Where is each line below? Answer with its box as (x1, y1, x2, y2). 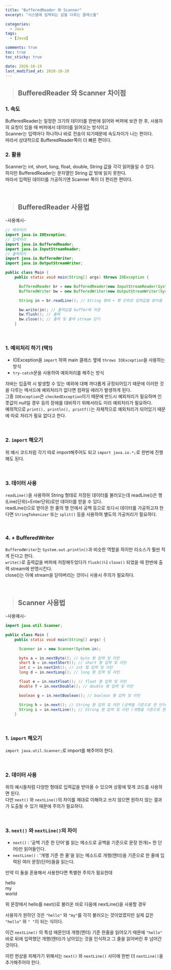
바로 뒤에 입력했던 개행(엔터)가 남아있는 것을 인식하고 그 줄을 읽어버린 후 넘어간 (5, 936, 162, 942)
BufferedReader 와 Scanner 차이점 (17, 88, 126, 97)
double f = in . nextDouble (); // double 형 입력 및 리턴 (18, 684, 134, 689)
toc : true (5, 50, 26, 55)
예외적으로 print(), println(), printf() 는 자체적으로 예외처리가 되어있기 (5, 406, 156, 412)
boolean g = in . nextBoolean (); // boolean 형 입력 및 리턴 (18, 693, 140, 698)
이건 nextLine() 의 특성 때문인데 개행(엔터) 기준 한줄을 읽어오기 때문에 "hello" (5, 929, 163, 936)
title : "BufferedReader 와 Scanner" (5, 7, 82, 13)
